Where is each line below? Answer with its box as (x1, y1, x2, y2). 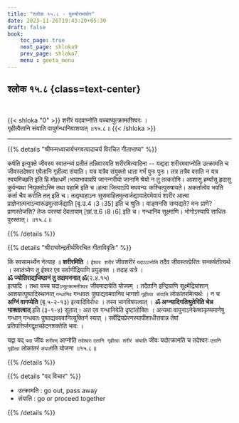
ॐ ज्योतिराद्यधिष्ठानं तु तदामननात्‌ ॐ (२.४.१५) (7, 273, 110, 282)
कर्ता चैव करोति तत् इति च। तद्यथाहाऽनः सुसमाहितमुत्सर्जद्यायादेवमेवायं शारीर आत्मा (7, 191, 190, 199)
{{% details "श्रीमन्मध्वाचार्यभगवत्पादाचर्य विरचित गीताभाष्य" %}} (7, 145, 158, 153)
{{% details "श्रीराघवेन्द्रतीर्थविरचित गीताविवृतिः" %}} (7, 243, 132, 251)
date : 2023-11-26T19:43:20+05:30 (7, 17, 107, 24)
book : (7, 30, 23, 38)
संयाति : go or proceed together (17, 394, 106, 402)
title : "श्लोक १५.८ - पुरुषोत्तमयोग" (7, 10, 95, 18)
